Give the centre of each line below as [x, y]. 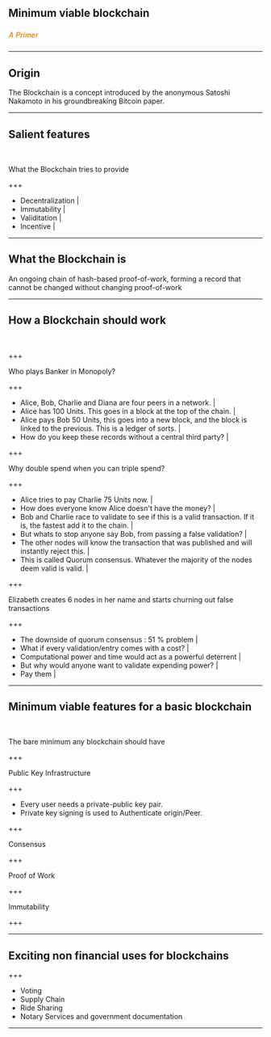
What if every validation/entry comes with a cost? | [104, 648]
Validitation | [41, 217]
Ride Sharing [41, 1008]
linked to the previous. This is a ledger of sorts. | [100, 428]
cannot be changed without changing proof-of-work [95, 287]
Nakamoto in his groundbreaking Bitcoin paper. [87, 101]
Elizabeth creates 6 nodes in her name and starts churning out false [121, 599]
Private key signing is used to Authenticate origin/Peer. [111, 813]
